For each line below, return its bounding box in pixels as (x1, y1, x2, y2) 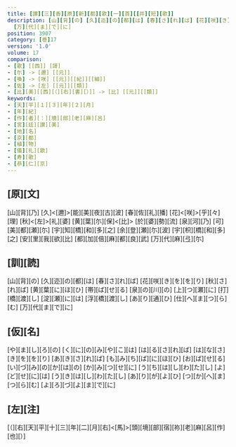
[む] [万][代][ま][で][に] (7, 303, 74, 312)
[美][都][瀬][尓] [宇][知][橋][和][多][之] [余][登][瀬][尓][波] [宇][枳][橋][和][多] (7, 225, 226, 234)
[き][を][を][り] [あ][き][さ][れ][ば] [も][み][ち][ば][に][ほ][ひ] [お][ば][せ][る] (7, 354, 226, 363)
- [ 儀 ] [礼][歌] (7, 147, 49, 154)
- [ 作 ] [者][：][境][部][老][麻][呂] (7, 114, 107, 121)
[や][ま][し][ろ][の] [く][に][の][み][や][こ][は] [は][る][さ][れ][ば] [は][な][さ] (7, 345, 226, 354)
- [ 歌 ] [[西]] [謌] (7, 62, 61, 69)
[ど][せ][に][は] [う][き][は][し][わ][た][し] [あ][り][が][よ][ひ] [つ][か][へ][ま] (7, 372, 226, 380)
